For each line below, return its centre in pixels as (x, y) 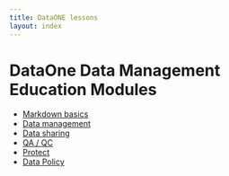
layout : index (36, 26)
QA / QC (38, 143)
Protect (36, 153)
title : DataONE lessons (54, 18)
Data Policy (43, 162)
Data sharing (46, 133)
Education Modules (83, 89)
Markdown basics (55, 114)
